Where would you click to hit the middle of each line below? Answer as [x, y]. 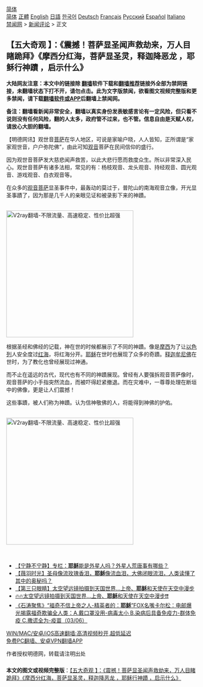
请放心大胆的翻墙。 [30, 126]
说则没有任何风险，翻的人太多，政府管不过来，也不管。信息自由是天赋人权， [101, 118]
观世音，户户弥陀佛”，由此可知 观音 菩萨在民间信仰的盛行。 [84, 147]
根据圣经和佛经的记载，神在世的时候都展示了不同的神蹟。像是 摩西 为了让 [96, 346]
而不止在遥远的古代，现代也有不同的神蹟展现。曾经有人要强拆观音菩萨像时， [101, 374]
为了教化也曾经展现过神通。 [56, 361]
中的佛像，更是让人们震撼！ [41, 389]
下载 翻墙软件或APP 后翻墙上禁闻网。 [78, 98]
